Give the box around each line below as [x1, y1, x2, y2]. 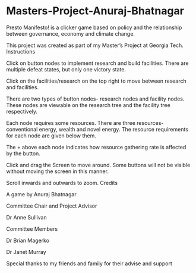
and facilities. [6, 83, 39, 90]
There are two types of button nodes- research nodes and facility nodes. [6, 95, 185, 102]
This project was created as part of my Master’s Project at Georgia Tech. [6, 42, 184, 49]
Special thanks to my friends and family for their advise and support [6, 260, 172, 267]
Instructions [6, 48, 36, 55]
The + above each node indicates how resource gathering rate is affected [6, 143, 186, 150]
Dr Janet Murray [6, 248, 46, 255]
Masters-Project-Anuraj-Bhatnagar [6, 4, 184, 18]
